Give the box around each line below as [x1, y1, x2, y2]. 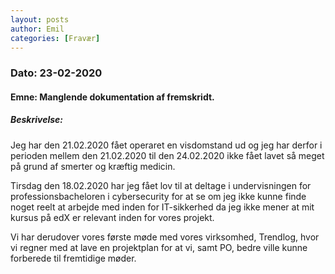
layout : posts [10, 14, 70, 25]
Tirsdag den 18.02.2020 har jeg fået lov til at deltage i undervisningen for [10, 179, 312, 191]
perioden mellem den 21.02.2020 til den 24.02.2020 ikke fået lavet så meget [10, 149, 325, 161]
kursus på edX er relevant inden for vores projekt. [10, 211, 215, 223]
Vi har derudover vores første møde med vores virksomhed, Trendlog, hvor [10, 231, 320, 243]
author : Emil [10, 24, 65, 34]
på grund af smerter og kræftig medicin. [10, 160, 176, 172]
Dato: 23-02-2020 [10, 66, 103, 80]
